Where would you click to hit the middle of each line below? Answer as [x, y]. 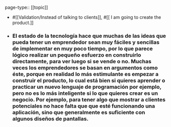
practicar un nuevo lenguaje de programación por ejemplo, [87, 87]
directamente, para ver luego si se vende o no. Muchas [82, 61]
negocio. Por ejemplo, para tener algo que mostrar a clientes [89, 99]
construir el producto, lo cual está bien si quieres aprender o [89, 80]
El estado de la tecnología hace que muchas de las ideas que [89, 36]
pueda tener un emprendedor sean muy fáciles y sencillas [86, 42]
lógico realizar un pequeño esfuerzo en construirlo [77, 55]
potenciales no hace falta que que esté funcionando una [84, 106]
